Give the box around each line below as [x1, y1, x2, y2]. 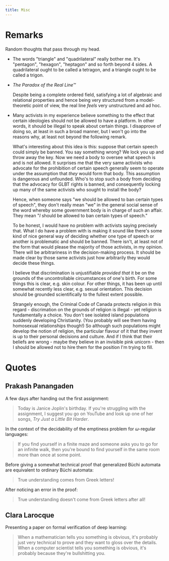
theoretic [12, 102, 32, 108]
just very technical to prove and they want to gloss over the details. [17, 540, 157, 546]
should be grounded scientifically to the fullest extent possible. [12, 291, 144, 297]
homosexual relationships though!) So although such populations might [12, 323, 161, 329]
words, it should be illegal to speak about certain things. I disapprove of [12, 123, 161, 129]
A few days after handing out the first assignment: [5, 395, 109, 402]
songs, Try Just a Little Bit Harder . [17, 416, 89, 422]
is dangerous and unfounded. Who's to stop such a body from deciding [12, 176, 161, 182]
